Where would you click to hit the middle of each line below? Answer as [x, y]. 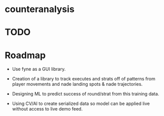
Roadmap [25, 55]
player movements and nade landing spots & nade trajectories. [77, 84]
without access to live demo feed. [47, 109]
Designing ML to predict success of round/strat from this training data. [86, 94]
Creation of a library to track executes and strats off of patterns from [84, 79]
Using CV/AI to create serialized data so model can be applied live [81, 103]
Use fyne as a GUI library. [39, 69]
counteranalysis [39, 9]
